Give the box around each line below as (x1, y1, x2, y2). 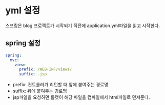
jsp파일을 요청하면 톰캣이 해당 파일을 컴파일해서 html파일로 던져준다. (12, 94, 150, 100)
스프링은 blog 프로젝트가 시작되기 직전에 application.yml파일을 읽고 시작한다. (5, 22, 160, 29)
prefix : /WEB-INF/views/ (18, 67, 72, 72)
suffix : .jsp (18, 72, 47, 77)
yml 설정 (5, 5, 40, 16)
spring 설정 (5, 39, 41, 47)
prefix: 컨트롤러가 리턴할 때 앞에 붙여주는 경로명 (12, 82, 109, 88)
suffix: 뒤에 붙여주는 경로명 (12, 88, 68, 94)
